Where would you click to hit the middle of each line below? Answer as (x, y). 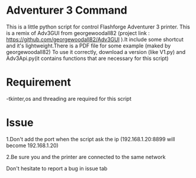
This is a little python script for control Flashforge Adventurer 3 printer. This (98, 27)
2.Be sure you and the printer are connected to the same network (86, 157)
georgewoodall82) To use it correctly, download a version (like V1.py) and (96, 52)
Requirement (38, 82)
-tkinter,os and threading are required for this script (69, 98)
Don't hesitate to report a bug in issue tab (57, 168)
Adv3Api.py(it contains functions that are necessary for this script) (87, 58)
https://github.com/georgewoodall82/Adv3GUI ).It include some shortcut (95, 39)
